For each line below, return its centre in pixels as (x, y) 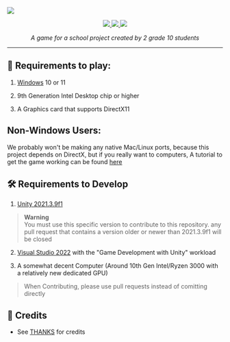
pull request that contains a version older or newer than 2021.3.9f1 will (123, 232)
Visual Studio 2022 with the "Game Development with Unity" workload (116, 253)
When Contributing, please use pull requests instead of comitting (115, 286)
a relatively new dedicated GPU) (62, 273)
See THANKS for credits (51, 332)
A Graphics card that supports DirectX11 (73, 109)
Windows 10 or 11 (41, 82)
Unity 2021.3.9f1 (40, 204)
